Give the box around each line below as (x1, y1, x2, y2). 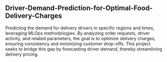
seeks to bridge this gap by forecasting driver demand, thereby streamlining (5, 46, 162, 52)
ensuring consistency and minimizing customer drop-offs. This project (5, 41, 151, 47)
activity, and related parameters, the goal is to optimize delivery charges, (5, 35, 156, 41)
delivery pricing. (5, 51, 39, 57)
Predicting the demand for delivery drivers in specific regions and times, (5, 25, 154, 31)
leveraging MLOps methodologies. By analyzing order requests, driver (5, 30, 150, 36)
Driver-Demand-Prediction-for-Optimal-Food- (5, 4, 153, 12)
